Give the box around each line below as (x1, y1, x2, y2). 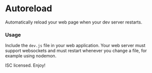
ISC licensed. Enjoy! (5, 62, 46, 69)
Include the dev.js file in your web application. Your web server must (5, 43, 146, 49)
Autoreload (5, 3, 52, 14)
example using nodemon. (5, 53, 57, 59)
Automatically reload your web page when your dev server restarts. (5, 19, 142, 25)
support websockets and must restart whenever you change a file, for (5, 48, 147, 54)
